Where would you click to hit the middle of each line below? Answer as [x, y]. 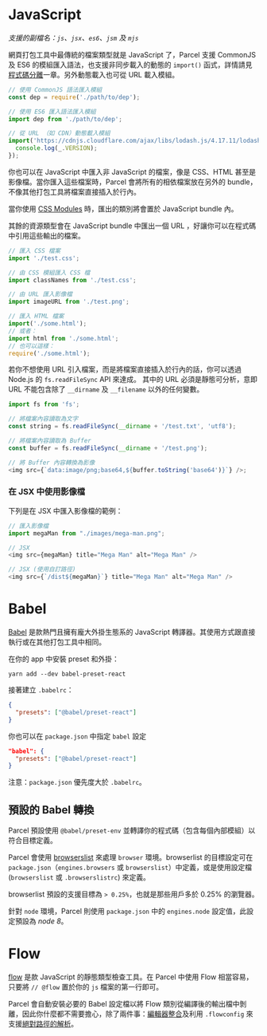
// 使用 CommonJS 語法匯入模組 [55, 89]
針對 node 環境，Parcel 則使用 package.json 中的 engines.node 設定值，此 [128, 912]
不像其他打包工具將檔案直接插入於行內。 [74, 191]
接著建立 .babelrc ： [41, 690]
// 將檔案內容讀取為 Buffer [50, 441]
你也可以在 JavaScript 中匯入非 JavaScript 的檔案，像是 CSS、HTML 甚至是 [132, 171]
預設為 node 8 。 [41, 921]
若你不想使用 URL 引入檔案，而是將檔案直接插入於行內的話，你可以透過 [125, 369]
